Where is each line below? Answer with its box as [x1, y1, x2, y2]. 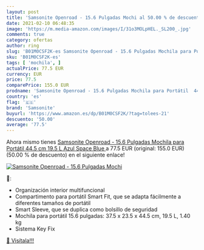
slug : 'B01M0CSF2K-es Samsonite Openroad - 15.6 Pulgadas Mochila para [6, 49, 191, 55]
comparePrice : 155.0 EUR [6, 83, 69, 89]
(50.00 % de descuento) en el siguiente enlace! [6, 151, 125, 158]
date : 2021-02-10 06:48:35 [6, 20, 75, 26]
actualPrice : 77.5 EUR [6, 65, 64, 72]
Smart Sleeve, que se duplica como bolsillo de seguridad [15, 206, 158, 213]
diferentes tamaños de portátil [15, 200, 91, 207]
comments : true [6, 32, 45, 38]
